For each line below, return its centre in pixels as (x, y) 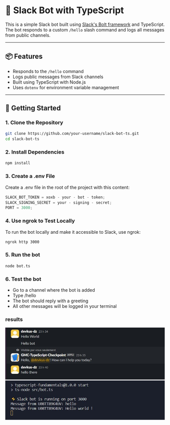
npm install (18, 163)
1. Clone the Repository (34, 123)
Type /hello (24, 295)
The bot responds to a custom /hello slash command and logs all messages (85, 29)
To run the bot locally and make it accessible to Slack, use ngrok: (73, 232)
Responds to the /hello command (48, 71)
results (14, 319)
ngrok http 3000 (22, 242)
